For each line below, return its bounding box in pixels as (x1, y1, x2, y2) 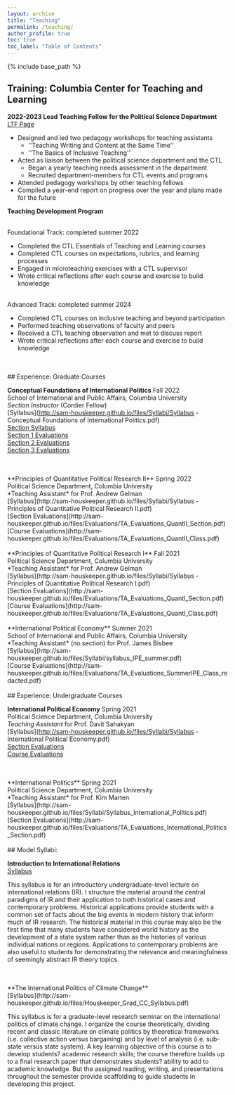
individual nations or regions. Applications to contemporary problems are (7, 940, 218, 949)
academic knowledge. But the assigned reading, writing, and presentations (7, 1064, 224, 1073)
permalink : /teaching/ (7, 23, 74, 30)
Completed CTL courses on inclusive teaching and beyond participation (17, 314, 225, 322)
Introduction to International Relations (7, 859, 121, 868)
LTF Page (7, 120, 35, 128)
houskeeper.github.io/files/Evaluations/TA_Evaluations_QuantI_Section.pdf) (7, 594, 224, 602)
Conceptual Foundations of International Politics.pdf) (7, 416, 160, 424)
